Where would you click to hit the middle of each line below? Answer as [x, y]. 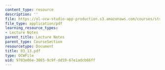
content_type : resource [29, 10]
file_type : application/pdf [34, 23]
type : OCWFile [20, 55]
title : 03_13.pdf [23, 51]
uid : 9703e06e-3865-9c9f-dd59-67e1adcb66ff [50, 60]
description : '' [22, 14]
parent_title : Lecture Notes [35, 37]
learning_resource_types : [31, 28]
